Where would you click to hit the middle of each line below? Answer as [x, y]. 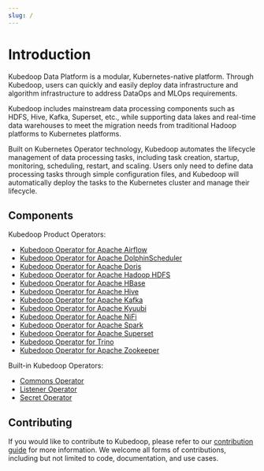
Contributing [40, 422]
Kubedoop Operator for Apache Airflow [83, 250]
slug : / [21, 15]
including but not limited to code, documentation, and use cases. [113, 458]
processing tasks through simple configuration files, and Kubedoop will [123, 174]
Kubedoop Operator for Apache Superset [86, 334]
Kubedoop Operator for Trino [67, 342]
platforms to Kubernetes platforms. [65, 133]
